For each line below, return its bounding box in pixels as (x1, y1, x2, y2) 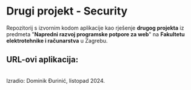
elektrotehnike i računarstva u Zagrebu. (6, 37, 108, 44)
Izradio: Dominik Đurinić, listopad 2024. (6, 77, 105, 84)
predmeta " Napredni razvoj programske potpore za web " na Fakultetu (6, 30, 185, 37)
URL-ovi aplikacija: (6, 54, 79, 65)
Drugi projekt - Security (6, 4, 128, 18)
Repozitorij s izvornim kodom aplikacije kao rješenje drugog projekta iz (6, 24, 184, 31)
